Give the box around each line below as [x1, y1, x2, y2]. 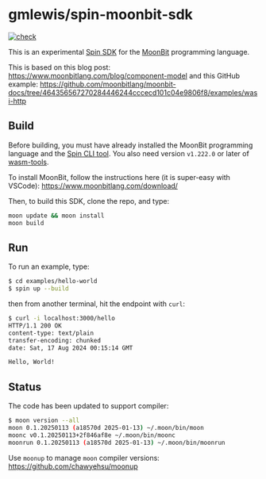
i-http [8, 96, 26, 105]
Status [8, 380, 42, 393]
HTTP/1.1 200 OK [8, 321, 62, 330]
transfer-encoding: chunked [8, 336, 102, 344]
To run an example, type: [8, 262, 90, 271]
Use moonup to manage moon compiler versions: [8, 453, 160, 462]
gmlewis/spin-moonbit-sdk [8, 6, 193, 24]
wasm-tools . [8, 157, 49, 167]
